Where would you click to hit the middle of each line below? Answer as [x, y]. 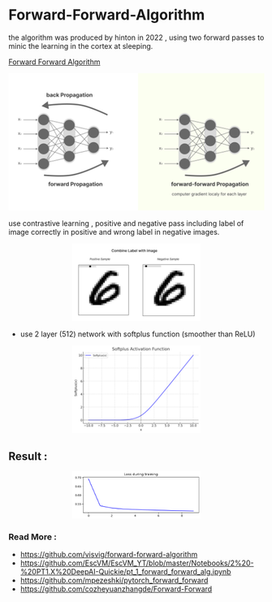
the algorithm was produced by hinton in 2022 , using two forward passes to [136, 37]
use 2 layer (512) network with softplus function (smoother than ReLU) [138, 334]
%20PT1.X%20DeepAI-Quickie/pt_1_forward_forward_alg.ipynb [125, 572]
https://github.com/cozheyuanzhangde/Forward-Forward [116, 589]
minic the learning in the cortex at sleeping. [81, 45]
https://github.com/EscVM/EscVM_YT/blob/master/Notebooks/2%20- [137, 563]
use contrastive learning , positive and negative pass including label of [126, 223]
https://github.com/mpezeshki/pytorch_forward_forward [114, 580]
